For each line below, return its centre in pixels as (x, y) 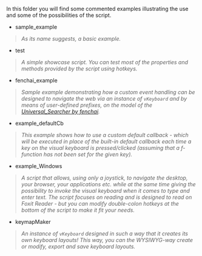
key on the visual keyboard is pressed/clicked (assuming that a (100, 148)
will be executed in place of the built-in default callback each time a (106, 141)
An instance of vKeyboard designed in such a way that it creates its (104, 234)
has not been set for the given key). (88, 154)
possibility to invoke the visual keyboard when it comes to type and (105, 191)
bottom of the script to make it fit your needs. (78, 210)
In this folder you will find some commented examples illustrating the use (97, 9)
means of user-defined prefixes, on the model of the (87, 105)
